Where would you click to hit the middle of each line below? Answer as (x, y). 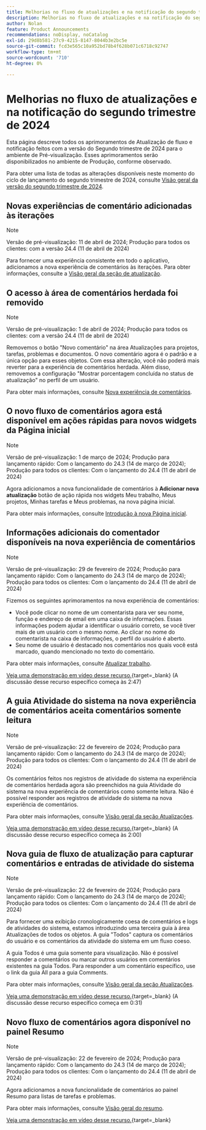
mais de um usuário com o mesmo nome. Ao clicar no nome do (95, 632)
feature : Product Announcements (48, 29)
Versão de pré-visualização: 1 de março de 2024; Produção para (88, 457)
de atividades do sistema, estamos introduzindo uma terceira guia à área (98, 928)
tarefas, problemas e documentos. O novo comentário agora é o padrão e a (102, 354)
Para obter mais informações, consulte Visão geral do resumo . (85, 1109)
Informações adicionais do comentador (83, 533)
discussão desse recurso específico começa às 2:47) (74, 682)
